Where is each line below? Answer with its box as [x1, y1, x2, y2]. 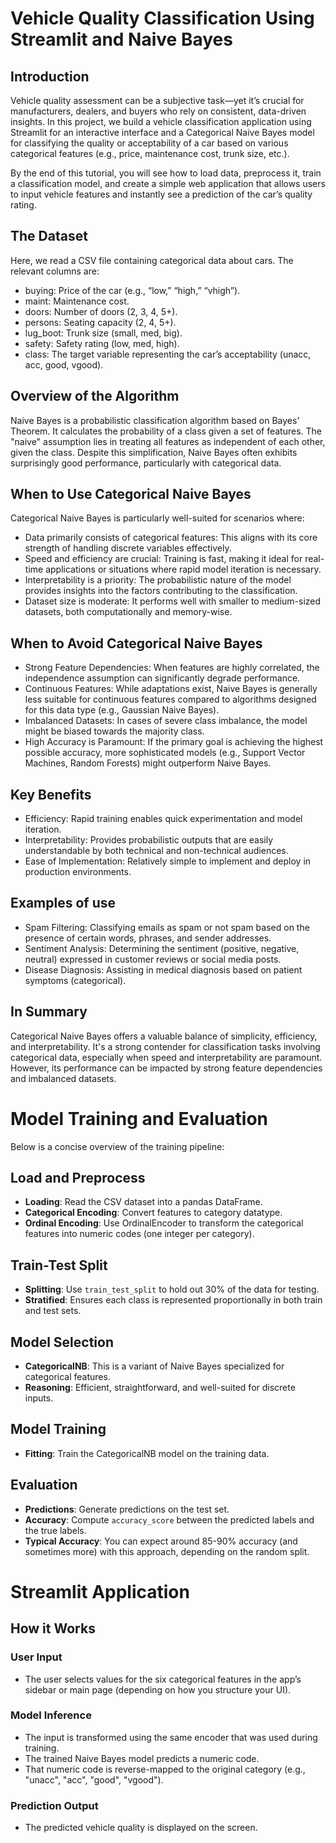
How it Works [10, 1620, 96, 1637]
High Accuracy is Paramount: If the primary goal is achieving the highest [24, 736, 324, 748]
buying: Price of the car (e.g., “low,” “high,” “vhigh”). [24, 284, 241, 296]
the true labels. [24, 1524, 87, 1536]
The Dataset [10, 228, 88, 245]
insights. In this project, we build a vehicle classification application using [10, 116, 312, 127]
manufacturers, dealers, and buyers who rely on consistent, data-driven [10, 105, 307, 117]
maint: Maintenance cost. [24, 295, 130, 307]
